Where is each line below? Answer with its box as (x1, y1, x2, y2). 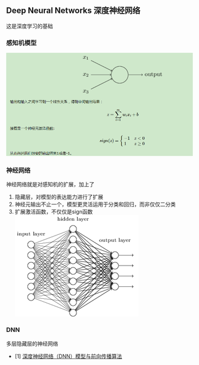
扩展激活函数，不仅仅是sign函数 (14, 208, 93, 215)
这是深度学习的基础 (6, 22, 53, 30)
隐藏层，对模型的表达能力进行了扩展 (14, 193, 104, 201)
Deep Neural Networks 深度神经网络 (6, 5, 140, 16)
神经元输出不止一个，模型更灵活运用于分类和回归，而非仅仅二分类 (14, 201, 176, 208)
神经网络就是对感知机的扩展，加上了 (6, 181, 95, 188)
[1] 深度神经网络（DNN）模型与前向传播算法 (14, 353, 123, 360)
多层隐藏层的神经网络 (6, 340, 58, 347)
